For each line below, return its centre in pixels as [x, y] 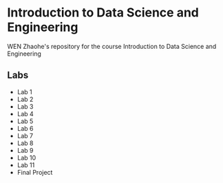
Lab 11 [26, 165]
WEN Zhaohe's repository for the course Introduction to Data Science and [112, 46]
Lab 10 [26, 158]
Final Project [35, 172]
